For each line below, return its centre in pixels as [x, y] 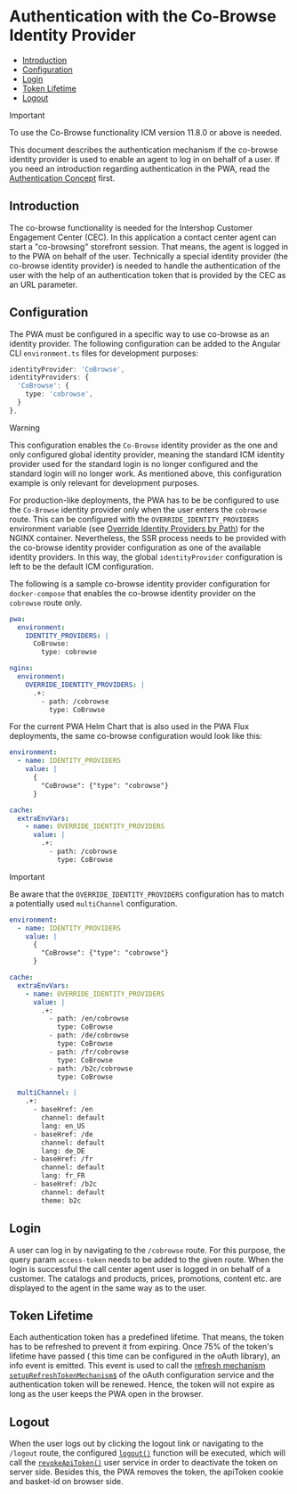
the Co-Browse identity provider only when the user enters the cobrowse [138, 509]
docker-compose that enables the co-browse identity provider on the [132, 593]
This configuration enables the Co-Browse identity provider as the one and [144, 445]
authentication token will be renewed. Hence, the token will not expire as [142, 1384]
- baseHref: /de [63, 1134]
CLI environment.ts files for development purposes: [104, 353]
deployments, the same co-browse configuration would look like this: [136, 736]
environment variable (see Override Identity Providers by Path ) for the [137, 529]
